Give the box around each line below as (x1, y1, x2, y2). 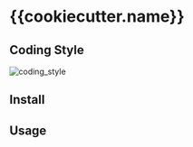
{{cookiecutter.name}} (9, 6, 185, 27)
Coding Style (9, 42, 84, 58)
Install (9, 92, 45, 107)
